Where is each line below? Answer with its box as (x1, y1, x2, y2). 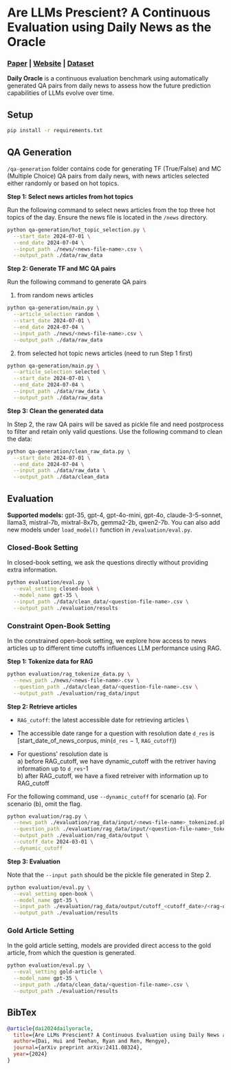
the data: (7, 434, 32, 443)
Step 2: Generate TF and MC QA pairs (7, 264, 116, 273)
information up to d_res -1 (16, 764, 89, 773)
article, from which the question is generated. (7, 949, 136, 957)
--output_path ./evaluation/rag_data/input (13, 690, 140, 697)
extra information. (7, 566, 58, 574)
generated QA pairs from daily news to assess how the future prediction (7, 81, 211, 90)
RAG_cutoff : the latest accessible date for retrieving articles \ (16, 715, 189, 724)
